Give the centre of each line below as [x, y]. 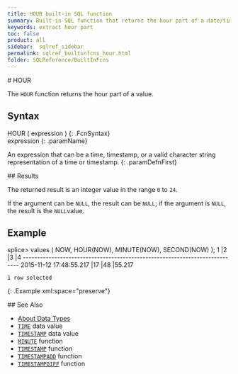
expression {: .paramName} [47, 141]
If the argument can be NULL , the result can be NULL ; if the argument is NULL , [117, 203]
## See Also [25, 305]
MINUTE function [40, 341]
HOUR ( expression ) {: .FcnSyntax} [59, 133]
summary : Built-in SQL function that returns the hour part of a [106, 21]
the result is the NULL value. [46, 210]
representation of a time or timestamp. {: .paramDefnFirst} [92, 162]
